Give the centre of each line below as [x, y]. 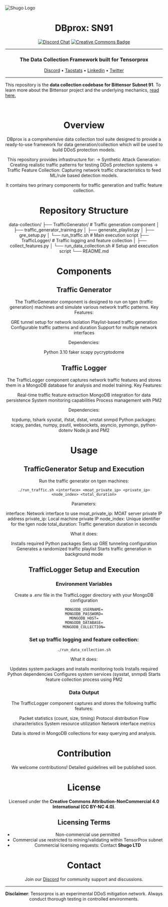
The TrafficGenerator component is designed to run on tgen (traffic [84, 302]
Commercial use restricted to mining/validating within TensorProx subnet [88, 839]
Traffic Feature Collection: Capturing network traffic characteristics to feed [84, 170]
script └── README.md [84, 251]
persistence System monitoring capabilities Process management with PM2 [84, 400]
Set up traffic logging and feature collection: [84, 639]
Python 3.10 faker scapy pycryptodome [84, 352]
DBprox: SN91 [84, 28]
